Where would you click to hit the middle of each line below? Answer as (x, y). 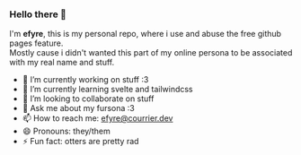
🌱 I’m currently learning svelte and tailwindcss (107, 90)
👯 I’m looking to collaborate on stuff (88, 99)
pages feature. (36, 43)
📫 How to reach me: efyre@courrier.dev (97, 118)
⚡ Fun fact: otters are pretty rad (80, 142)
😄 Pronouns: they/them (66, 131)
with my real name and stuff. (62, 63)
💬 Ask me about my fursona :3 (78, 108)
